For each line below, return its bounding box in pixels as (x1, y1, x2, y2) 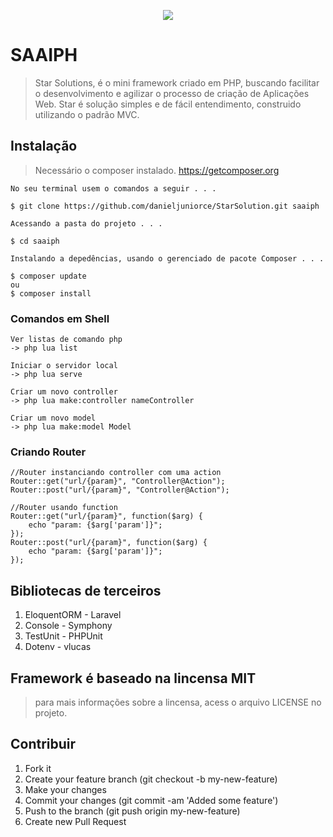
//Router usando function (10, 503, 118, 513)
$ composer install (10, 288, 92, 299)
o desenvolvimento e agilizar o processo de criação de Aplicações (34, 87, 310, 99)
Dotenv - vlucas (24, 641, 92, 653)
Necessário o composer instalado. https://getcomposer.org (34, 164, 280, 176)
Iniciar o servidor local (10, 361, 118, 371)
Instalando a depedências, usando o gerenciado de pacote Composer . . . (10, 253, 325, 264)
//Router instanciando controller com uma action (10, 468, 222, 478)
